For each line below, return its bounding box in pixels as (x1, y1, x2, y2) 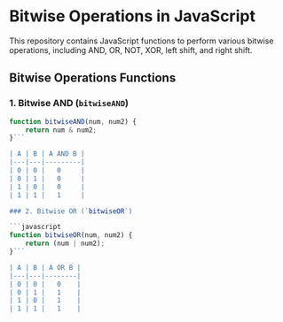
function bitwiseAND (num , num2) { (9, 117, 138, 126)
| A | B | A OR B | (9, 263, 82, 272)
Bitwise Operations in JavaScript (9, 6, 255, 27)
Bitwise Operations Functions (9, 71, 177, 86)
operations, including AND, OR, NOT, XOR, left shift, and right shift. (9, 44, 253, 55)
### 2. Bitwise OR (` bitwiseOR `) (9, 206, 133, 216)
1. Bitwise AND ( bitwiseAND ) (9, 97, 130, 110)
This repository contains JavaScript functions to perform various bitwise (9, 35, 274, 46)
